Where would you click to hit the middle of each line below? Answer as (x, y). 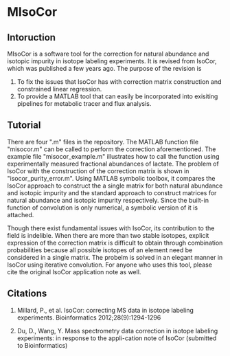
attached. (21, 214)
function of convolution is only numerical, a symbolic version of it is (102, 208)
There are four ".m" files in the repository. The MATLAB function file (103, 142)
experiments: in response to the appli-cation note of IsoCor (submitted (117, 338)
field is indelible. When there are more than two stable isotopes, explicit (108, 235)
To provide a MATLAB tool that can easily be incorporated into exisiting (117, 96)
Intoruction (32, 37)
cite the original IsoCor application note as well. (74, 271)
